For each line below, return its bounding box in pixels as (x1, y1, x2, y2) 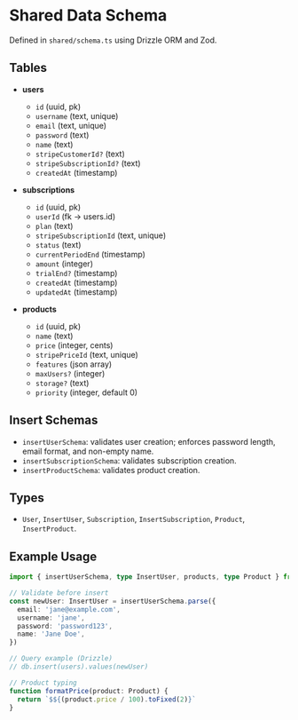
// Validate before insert (9, 589, 109, 597)
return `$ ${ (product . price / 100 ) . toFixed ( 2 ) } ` (17, 694, 197, 704)
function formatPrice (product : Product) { (9, 686, 169, 695)
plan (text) (35, 220, 74, 231)
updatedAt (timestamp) (35, 286, 118, 297)
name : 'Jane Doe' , (17, 629, 86, 639)
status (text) (35, 239, 82, 249)
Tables (9, 60, 47, 75)
